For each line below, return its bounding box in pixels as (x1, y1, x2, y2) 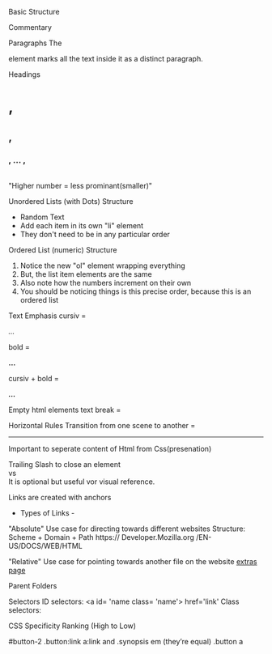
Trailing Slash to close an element (8, 460, 121, 469)
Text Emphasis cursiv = (8, 311, 87, 321)
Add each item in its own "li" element (19, 221, 144, 231)
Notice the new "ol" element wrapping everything (19, 261, 186, 270)
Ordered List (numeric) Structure (8, 245, 117, 255)
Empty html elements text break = (8, 405, 121, 415)
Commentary (8, 23, 53, 32)
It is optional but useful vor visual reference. (8, 477, 155, 486)
